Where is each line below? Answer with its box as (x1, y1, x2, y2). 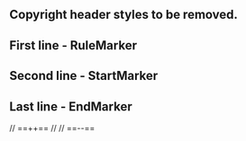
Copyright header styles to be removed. (9, 7, 239, 22)
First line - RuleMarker (9, 38, 138, 53)
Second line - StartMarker (9, 68, 159, 84)
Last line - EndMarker (9, 99, 132, 114)
